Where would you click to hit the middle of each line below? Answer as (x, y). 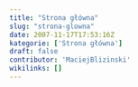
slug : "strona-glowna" (52, 26)
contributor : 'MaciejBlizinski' (70, 60)
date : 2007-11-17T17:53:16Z (62, 34)
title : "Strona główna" (54, 18)
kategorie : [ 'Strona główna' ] (66, 43)
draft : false (34, 52)
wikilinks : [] (36, 69)
